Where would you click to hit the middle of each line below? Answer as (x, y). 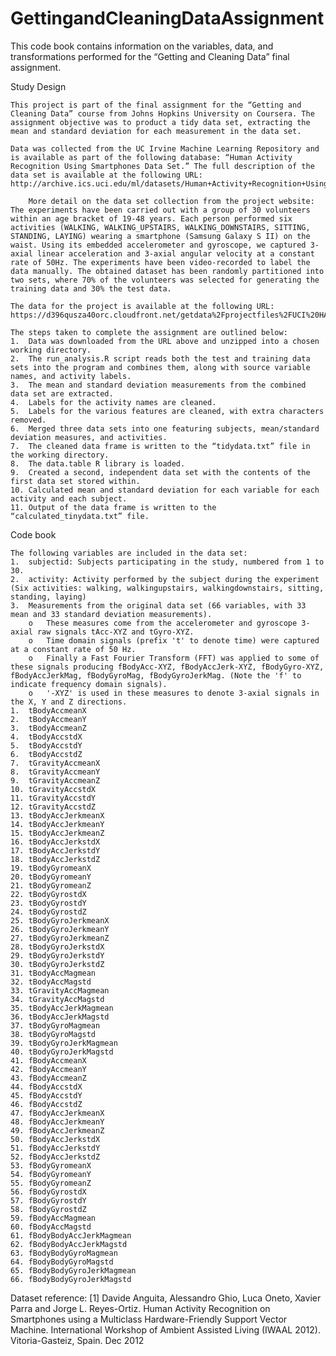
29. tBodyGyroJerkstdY (57, 955)
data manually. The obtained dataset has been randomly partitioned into (167, 271)
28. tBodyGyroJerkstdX (57, 947)
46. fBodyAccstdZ (46, 1104)
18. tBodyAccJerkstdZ (55, 859)
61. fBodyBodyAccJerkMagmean (71, 1235)
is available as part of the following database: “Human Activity (151, 157)
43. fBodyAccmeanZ (48, 1078)
